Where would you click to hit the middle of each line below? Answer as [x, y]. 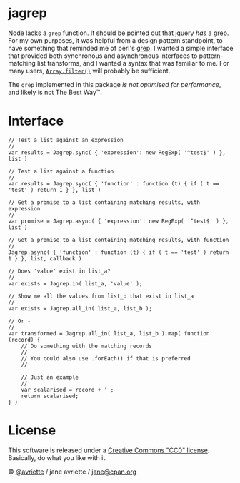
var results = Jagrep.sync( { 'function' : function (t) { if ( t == [114, 183]
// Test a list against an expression [66, 140]
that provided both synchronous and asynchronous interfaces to [103, 56]
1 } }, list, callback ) [45, 258]
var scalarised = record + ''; [67, 390]
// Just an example [50, 377]
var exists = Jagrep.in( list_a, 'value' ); [75, 283]
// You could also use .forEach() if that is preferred [106, 358]
